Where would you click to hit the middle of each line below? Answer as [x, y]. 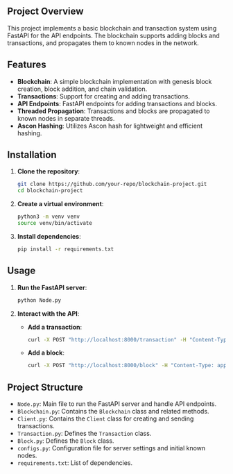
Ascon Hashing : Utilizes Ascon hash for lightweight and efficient [110, 126]
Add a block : [46, 353]
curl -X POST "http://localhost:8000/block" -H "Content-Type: [121, 366]
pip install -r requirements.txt [66, 249]
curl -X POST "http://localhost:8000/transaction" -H [107, 339]
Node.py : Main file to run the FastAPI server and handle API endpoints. [117, 404]
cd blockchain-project [50, 191]
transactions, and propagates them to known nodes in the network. [103, 43]
